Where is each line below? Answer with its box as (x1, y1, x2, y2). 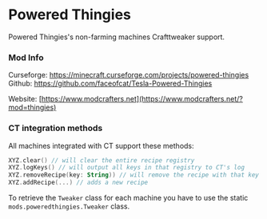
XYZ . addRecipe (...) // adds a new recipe (8, 178, 149, 187)
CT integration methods (8, 122, 103, 133)
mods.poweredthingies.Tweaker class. (8, 201, 130, 211)
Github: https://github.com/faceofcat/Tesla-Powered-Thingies (8, 78, 213, 89)
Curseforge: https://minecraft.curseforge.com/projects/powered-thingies (8, 70, 249, 80)
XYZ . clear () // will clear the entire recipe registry (8, 156, 195, 165)
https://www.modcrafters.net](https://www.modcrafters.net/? (41, 94, 244, 104)
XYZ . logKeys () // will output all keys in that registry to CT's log (8, 164, 245, 172)
